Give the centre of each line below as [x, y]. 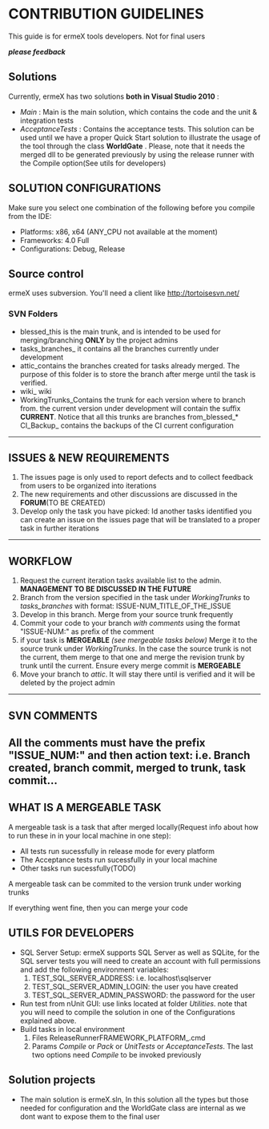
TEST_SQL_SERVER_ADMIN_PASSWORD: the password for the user [143, 995]
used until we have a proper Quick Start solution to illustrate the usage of [140, 137]
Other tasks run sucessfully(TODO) [78, 868]
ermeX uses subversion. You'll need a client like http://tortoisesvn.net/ [124, 293]
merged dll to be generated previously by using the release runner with [137, 154]
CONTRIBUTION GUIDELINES [106, 14]
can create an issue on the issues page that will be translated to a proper [140, 520]
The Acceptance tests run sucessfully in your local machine [118, 859]
